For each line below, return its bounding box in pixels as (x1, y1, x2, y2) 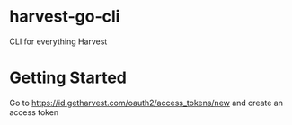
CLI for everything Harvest (9, 36, 108, 47)
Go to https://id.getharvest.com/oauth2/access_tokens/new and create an (9, 97, 283, 108)
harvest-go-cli (9, 6, 120, 27)
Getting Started (9, 67, 128, 88)
